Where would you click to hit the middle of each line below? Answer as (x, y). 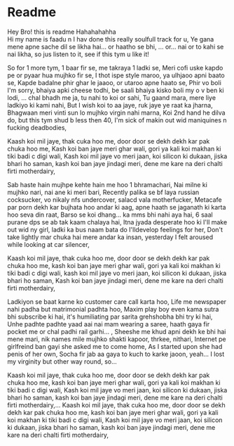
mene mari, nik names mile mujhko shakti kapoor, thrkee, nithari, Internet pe (117, 339)
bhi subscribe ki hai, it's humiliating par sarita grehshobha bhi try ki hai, (110, 317)
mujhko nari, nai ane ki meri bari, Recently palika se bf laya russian (103, 192)
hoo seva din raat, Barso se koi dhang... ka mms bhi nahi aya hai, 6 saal (110, 215)
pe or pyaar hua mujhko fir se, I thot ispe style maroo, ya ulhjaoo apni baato (116, 75)
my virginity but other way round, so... (62, 361)
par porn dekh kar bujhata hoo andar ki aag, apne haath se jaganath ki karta (117, 207)
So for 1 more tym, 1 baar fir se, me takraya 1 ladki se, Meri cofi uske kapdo (115, 68)
